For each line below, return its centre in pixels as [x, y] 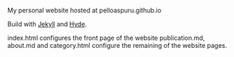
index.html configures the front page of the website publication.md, [106, 38]
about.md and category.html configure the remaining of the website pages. [117, 45]
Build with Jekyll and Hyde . [47, 24]
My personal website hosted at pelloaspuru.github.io [84, 10]
